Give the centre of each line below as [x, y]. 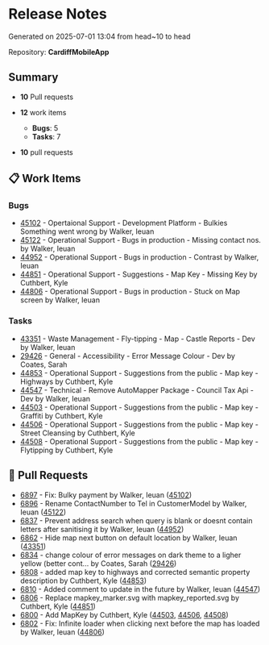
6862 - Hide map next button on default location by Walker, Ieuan [128, 538]
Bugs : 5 [45, 128]
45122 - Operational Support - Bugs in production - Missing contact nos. [141, 240]
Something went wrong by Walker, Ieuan [87, 231]
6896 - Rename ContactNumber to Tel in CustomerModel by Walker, [133, 503]
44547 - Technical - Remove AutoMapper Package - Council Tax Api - [137, 390]
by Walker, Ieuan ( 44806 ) [62, 632]
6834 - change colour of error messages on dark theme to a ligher [130, 555]
